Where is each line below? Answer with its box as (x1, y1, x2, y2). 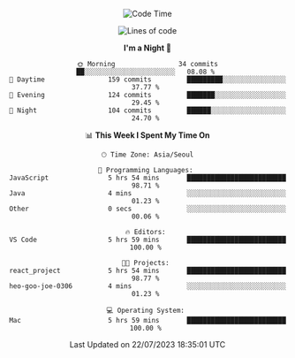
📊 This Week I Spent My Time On (85, 130, 210, 141)
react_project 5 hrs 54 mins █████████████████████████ (9, 266, 286, 275)
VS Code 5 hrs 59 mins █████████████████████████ (9, 235, 286, 244)
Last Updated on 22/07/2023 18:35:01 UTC (69, 339, 226, 349)
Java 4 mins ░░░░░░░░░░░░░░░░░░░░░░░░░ (9, 189, 286, 198)
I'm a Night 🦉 (124, 42, 171, 53)
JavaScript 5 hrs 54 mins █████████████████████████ (9, 173, 286, 182)
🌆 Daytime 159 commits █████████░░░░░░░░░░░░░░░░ (9, 75, 286, 84)
